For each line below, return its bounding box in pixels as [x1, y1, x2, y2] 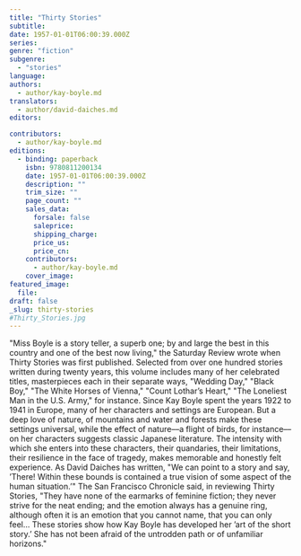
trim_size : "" [25, 188, 78, 198]
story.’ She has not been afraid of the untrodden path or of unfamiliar [9, 529, 263, 540]
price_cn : [32, 246, 70, 256]
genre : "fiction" [9, 47, 74, 56]
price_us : [32, 238, 70, 247]
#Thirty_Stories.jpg [9, 313, 87, 322]
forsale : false [32, 213, 90, 222]
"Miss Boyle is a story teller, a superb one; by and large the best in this [9, 338, 270, 349]
